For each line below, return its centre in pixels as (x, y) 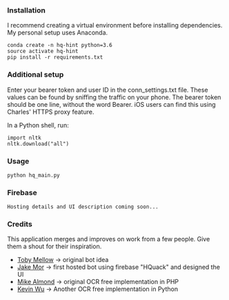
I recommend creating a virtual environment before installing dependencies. (115, 26)
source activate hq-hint (43, 51)
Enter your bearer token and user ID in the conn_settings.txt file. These (108, 90)
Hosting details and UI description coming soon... (83, 207)
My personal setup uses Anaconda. (58, 32)
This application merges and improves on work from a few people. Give (109, 239)
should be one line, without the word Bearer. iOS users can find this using (111, 104)
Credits (20, 224)
